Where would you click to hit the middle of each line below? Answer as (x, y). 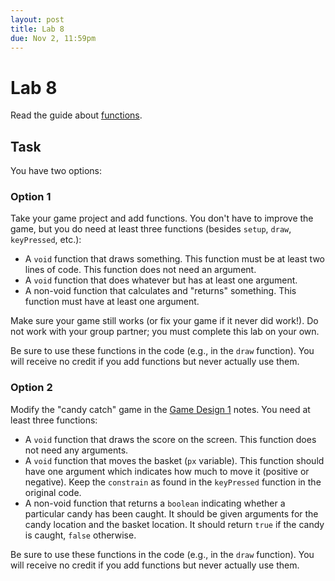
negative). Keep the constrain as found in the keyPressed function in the (173, 482)
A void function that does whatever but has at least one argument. (161, 280)
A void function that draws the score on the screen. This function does (170, 439)
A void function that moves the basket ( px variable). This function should (174, 460)
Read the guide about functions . (76, 115)
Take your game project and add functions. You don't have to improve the (162, 218)
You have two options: (56, 171)
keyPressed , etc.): (46, 240)
